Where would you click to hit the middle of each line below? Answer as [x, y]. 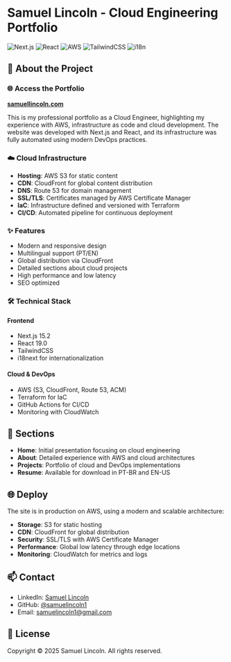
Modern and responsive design [62, 246]
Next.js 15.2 [34, 336]
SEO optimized [38, 283]
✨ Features [26, 230]
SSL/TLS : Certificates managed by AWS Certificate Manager [104, 198]
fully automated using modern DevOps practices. [77, 139]
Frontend [21, 320]
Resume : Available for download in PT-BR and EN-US [94, 473]
